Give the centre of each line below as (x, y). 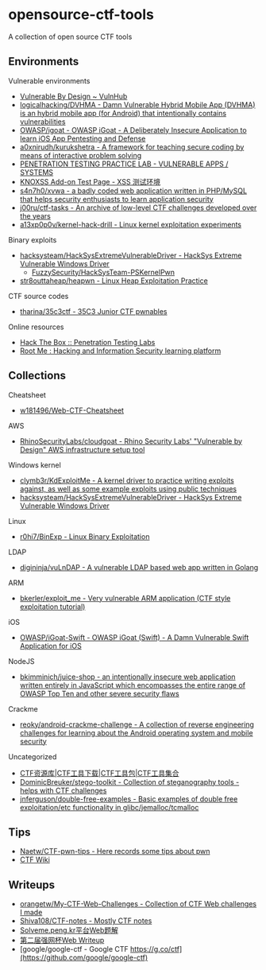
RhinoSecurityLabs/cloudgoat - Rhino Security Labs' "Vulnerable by (131, 441)
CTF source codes (39, 296)
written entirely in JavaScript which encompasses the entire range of (133, 685)
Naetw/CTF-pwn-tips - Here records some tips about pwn (115, 852)
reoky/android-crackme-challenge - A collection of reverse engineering (137, 724)
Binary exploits (33, 239)
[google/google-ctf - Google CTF (74, 949)
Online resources (36, 327)
